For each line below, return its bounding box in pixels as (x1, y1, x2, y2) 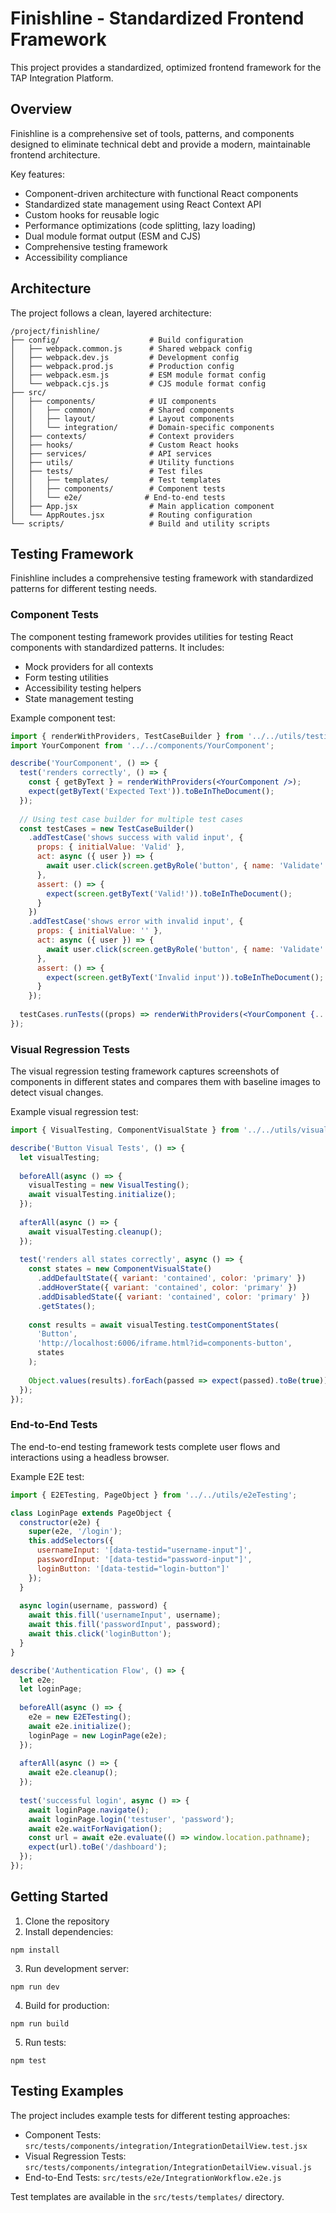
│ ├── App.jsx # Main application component (10, 501, 275, 511)
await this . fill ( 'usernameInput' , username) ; (28, 1610, 222, 1621)
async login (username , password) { (19, 1601, 168, 1611)
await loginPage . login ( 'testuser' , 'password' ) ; (28, 1814, 235, 1824)
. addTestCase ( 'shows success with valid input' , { (28, 833, 244, 843)
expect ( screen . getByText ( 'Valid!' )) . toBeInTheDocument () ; (46, 888, 293, 899)
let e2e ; (19, 1675, 56, 1685)
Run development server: (24, 1962, 130, 1974)
